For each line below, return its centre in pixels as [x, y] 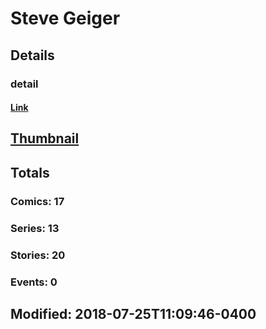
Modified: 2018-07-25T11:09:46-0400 [133, 313]
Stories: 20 [38, 255]
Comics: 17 [37, 201]
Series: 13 [35, 228]
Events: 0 [34, 282]
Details [32, 55]
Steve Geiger [65, 18]
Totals [30, 172]
